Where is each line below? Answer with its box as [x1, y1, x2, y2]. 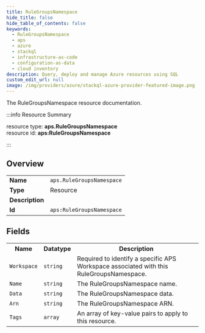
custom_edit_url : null [6, 77, 64, 83]
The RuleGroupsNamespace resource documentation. [6, 99, 142, 107]
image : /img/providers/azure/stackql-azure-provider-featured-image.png [6, 83, 195, 89]
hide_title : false [6, 15, 53, 21]
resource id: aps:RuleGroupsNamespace [6, 129, 111, 136]
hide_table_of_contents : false [6, 20, 86, 26]
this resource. [77, 317, 117, 325]
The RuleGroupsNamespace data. [77, 289, 174, 298]
